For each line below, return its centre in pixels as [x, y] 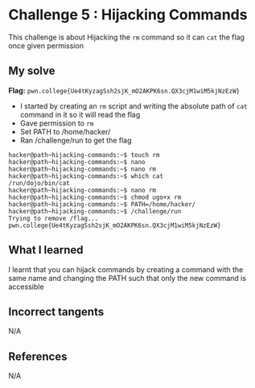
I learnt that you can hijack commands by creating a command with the [126, 269]
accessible [26, 287]
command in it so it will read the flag [80, 114]
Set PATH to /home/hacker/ [65, 131]
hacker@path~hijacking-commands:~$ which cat [86, 176]
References [38, 356]
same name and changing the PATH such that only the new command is [127, 278]
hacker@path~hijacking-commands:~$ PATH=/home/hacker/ [102, 204]
